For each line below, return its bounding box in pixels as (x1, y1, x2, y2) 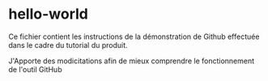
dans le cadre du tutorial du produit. (8, 40, 128, 49)
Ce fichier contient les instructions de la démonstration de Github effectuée (8, 32, 260, 41)
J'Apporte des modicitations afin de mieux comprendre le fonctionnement (8, 56, 255, 66)
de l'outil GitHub (8, 64, 62, 74)
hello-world (8, 5, 89, 23)
